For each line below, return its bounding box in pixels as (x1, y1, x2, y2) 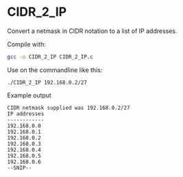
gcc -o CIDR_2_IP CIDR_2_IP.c (7, 53, 94, 60)
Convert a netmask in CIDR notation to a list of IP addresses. (7, 27, 178, 35)
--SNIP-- (7, 164, 32, 172)
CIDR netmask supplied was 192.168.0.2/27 (7, 104, 130, 111)
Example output (7, 91, 51, 99)
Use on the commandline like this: (7, 66, 103, 74)
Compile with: (7, 40, 47, 48)
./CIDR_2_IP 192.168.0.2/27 (7, 79, 88, 86)
